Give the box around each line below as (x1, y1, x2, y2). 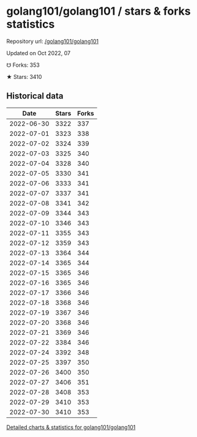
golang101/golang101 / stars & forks (6, 4, 191, 18)
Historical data (6, 91, 64, 102)
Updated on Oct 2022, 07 (6, 49, 71, 56)
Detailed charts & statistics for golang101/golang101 (6, 424, 136, 431)
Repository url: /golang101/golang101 (6, 37, 99, 45)
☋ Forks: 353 (6, 61, 40, 69)
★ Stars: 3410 (6, 73, 42, 80)
